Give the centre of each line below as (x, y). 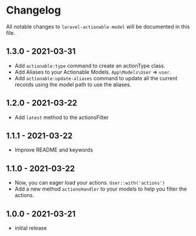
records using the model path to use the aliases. (73, 84)
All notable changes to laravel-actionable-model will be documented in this (98, 27)
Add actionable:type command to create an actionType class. (90, 65)
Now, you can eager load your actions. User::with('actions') (90, 183)
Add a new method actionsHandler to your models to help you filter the (101, 189)
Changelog (34, 10)
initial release (31, 228)
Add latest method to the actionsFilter (62, 117)
